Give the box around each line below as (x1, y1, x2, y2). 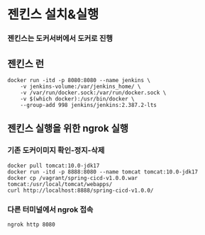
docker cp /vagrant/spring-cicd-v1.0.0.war (7, 174, 138, 181)
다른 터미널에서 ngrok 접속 (7, 205, 94, 214)
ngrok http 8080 (7, 221, 55, 228)
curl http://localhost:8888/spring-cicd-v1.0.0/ (7, 187, 154, 194)
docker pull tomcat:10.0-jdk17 (7, 162, 100, 169)
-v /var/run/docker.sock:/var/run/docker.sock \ (20, 89, 167, 96)
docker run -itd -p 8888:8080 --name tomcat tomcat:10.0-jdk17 (7, 168, 199, 176)
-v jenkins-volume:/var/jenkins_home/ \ (20, 83, 141, 90)
